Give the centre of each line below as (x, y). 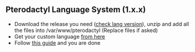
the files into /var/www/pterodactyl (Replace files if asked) (86, 30)
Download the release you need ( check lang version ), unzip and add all (101, 24)
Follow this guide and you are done (57, 43)
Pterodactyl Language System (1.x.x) (76, 10)
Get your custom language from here (60, 36)
